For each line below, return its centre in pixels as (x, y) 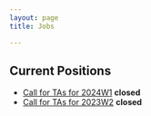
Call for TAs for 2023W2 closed (82, 102)
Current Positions (60, 70)
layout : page (34, 18)
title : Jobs (32, 26)
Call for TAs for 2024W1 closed (81, 92)
